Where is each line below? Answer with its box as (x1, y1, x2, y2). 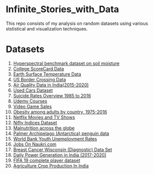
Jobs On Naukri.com (13, 141, 56, 147)
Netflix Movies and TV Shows (13, 114, 75, 120)
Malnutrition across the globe (13, 125, 75, 131)
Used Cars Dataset (13, 87, 53, 93)
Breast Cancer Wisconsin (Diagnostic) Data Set (13, 146, 112, 153)
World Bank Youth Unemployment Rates (13, 135, 97, 142)
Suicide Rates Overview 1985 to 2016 (13, 92, 91, 98)
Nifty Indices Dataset (13, 119, 57, 125)
